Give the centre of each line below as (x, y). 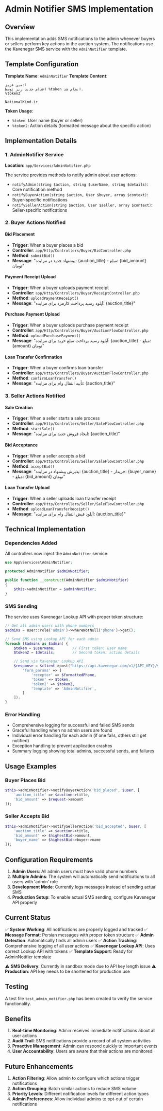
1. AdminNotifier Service (34, 155)
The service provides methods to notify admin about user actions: (71, 175)
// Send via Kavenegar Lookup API (49, 661)
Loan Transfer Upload (27, 488)
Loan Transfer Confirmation (34, 357)
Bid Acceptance (21, 445)
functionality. (18, 1003)
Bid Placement (20, 234)
